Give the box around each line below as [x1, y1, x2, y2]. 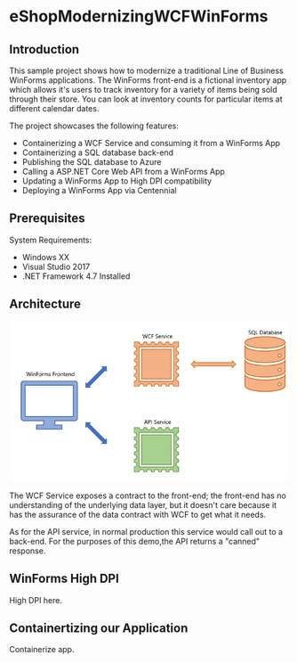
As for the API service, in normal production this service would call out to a [9, 526, 283, 536]
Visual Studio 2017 [21, 261, 91, 272]
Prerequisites [9, 211, 85, 226]
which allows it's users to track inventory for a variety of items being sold [9, 85, 277, 94]
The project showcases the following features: [9, 120, 180, 131]
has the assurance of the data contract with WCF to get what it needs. [9, 509, 267, 520]
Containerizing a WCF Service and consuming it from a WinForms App [21, 138, 281, 148]
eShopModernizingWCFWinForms [9, 6, 269, 27]
